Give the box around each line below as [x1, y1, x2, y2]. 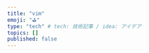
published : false [7, 36, 58, 43]
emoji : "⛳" [7, 17, 40, 23]
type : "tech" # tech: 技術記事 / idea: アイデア [7, 23, 142, 30]
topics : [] [7, 29, 39, 36]
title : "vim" [7, 10, 45, 17]
